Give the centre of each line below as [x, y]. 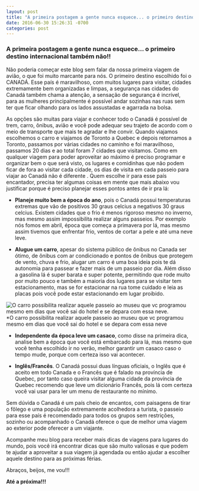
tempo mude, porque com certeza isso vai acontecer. [80, 354]
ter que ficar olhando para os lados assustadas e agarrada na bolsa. [89, 107]
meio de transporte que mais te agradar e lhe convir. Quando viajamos [92, 131]
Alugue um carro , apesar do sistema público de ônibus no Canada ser [101, 249]
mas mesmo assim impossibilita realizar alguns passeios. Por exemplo [100, 219]
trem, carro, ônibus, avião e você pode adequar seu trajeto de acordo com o [99, 125]
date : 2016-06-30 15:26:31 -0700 [47, 23]
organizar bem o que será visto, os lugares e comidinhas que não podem [95, 163]
